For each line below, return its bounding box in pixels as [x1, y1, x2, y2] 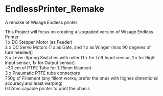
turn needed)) [5, 49, 33, 55]
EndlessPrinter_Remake [5, 3, 104, 15]
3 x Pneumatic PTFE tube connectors [5, 70, 80, 76]
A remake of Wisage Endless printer [5, 19, 78, 25]
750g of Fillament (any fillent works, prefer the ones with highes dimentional [5, 75, 159, 81]
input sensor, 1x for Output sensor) [5, 60, 75, 65]
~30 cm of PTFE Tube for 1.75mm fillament [5, 64, 92, 71]
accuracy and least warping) [5, 80, 63, 86]
